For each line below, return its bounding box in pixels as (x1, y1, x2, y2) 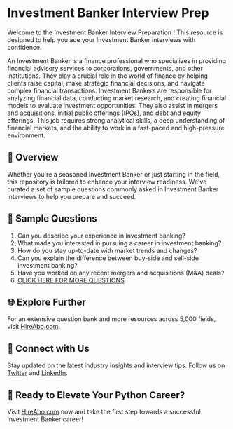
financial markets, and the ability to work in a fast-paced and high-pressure (7, 123, 225, 132)
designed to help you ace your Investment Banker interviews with (7, 35, 196, 43)
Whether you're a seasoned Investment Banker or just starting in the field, (7, 170, 220, 178)
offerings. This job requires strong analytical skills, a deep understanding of (7, 116, 225, 124)
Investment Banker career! (7, 415, 84, 423)
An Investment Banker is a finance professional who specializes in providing (7, 56, 226, 64)
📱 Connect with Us (7, 342, 90, 355)
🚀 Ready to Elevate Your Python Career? (7, 389, 185, 401)
